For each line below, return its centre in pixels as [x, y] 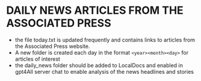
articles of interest [37, 59]
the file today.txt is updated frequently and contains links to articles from [105, 40]
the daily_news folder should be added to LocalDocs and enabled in [99, 65]
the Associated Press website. [52, 46]
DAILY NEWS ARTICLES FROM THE [95, 10]
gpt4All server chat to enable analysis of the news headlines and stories [104, 71]
